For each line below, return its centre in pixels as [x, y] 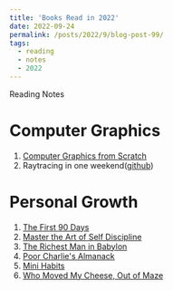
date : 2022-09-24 [42, 26]
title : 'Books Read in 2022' [64, 18]
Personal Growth [74, 202]
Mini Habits [43, 266]
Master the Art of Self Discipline [82, 237]
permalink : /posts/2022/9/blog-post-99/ [87, 34]
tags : [19, 43]
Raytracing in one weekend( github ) [88, 165]
